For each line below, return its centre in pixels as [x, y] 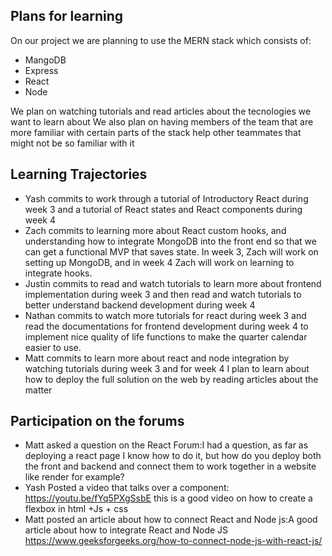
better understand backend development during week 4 [140, 305]
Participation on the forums [97, 421]
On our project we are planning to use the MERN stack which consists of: [161, 40]
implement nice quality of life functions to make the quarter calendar [166, 336]
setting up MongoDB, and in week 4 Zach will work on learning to [159, 262]
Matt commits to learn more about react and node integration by [157, 358]
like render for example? [74, 477]
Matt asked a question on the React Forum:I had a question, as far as [166, 445]
